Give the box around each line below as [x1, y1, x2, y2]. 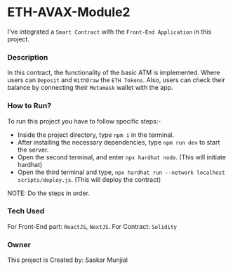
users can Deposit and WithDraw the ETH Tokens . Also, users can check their [7, 76, 226, 84]
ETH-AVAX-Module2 [7, 4, 131, 20]
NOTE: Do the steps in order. [7, 189, 90, 197]
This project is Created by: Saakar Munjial [7, 256, 128, 264]
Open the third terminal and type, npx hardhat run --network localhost [17, 168, 226, 176]
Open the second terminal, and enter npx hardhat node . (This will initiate [17, 152, 226, 161]
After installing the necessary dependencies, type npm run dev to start [17, 138, 220, 146]
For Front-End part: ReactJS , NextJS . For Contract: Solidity [7, 222, 178, 230]
